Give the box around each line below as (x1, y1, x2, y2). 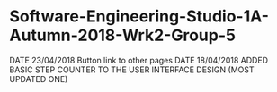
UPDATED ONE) (9, 73, 68, 84)
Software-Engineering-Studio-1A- (9, 6, 270, 27)
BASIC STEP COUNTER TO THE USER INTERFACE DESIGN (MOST (9, 64, 255, 75)
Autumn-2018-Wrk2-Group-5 (9, 25, 237, 46)
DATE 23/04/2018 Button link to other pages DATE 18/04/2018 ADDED (9, 54, 268, 65)
